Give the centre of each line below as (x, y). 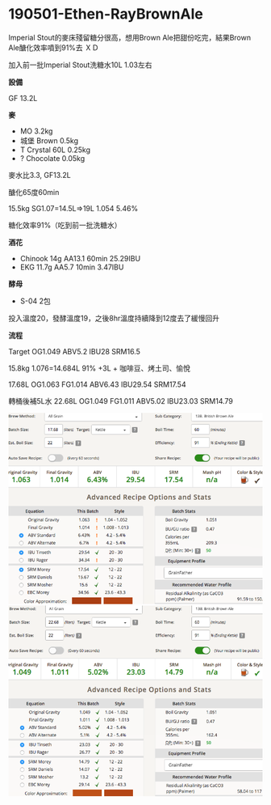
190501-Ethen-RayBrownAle (106, 14)
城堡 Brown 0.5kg (49, 140)
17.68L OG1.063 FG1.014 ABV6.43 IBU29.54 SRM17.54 (98, 384)
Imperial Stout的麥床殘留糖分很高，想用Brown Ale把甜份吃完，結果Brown (130, 37)
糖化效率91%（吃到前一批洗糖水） (65, 225)
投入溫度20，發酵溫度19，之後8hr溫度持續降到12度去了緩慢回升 (114, 318)
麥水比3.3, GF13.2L (40, 175)
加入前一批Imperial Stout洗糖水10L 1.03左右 (80, 65)
